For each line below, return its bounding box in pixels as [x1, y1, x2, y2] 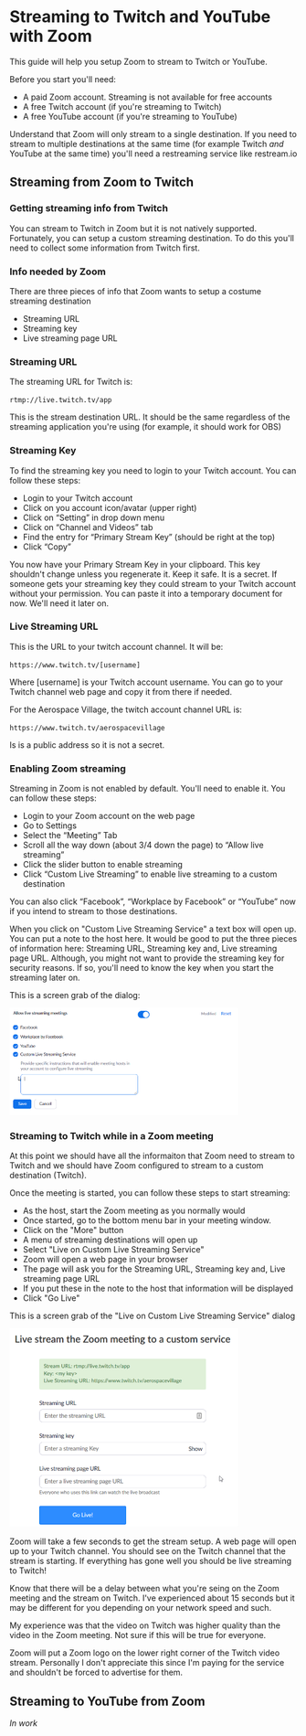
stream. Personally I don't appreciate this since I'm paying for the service [9, 1657, 285, 1668]
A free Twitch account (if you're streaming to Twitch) [22, 101, 222, 112]
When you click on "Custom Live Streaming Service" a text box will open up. [9, 923, 297, 934]
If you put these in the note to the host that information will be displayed [22, 1283, 294, 1294]
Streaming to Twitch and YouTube [9, 6, 271, 27]
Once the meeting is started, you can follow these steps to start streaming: [9, 1188, 290, 1198]
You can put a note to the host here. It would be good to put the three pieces [9, 933, 298, 944]
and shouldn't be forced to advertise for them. [9, 1667, 184, 1678]
